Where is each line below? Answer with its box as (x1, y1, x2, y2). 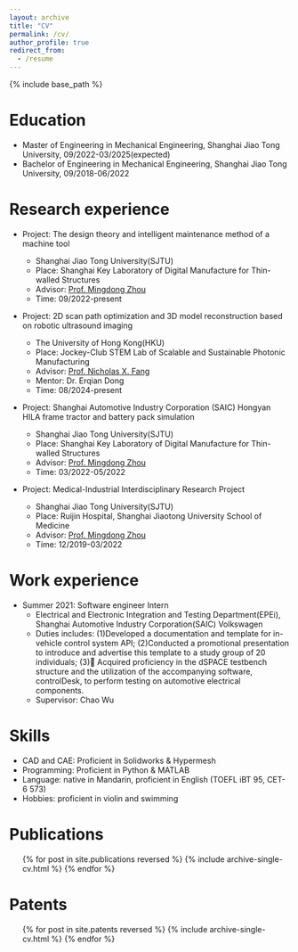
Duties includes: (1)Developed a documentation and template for (35, 628, 271, 638)
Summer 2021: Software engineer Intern (21, 599, 169, 611)
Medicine (35, 520, 70, 530)
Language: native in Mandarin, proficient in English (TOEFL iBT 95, (21, 774, 265, 784)
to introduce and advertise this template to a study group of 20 (35, 647, 266, 658)
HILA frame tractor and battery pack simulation (21, 411, 195, 422)
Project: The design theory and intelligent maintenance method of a (21, 228, 270, 239)
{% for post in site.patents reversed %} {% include (21, 923, 208, 934)
